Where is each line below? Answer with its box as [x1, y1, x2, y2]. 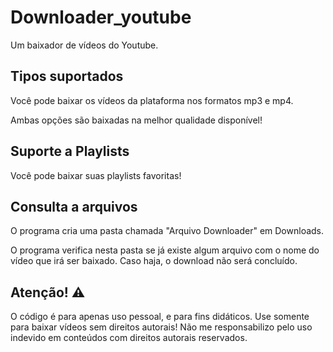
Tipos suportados [10, 68, 124, 85]
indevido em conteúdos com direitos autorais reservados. [10, 332, 248, 344]
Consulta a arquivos [10, 198, 138, 215]
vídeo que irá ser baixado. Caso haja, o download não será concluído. [10, 255, 298, 267]
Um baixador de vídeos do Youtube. [10, 39, 159, 51]
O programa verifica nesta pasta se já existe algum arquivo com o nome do [10, 244, 320, 256]
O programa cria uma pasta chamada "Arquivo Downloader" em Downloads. [10, 225, 325, 237]
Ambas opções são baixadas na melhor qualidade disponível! [10, 114, 263, 126]
